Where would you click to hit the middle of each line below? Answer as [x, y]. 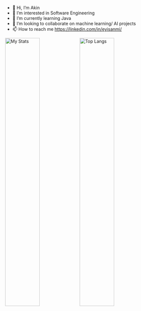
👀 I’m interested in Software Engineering [54, 13]
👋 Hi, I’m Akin [26, 8]
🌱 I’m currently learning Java [42, 18]
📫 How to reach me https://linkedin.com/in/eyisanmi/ [67, 29]
